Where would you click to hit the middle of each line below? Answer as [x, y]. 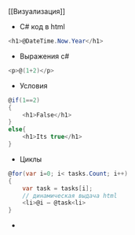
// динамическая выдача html [70, 196]
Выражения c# [44, 56]
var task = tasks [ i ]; [57, 188]
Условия [33, 85]
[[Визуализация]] [36, 11]
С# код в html [42, 26]
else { [17, 129]
